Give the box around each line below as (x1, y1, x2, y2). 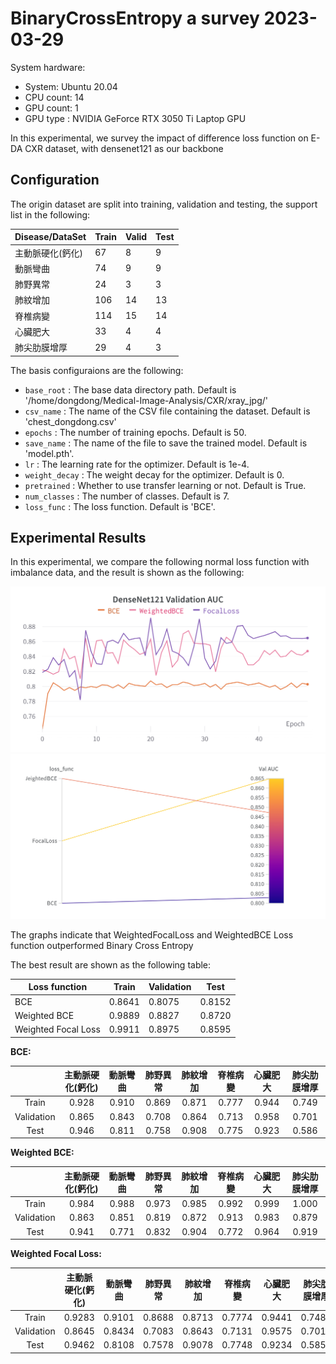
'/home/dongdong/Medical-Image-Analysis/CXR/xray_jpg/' (24, 394, 269, 406)
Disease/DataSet (14, 231, 87, 243)
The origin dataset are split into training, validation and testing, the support (10, 198, 318, 210)
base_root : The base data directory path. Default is (24, 383, 237, 396)
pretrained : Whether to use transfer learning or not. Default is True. (24, 479, 307, 491)
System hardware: (10, 61, 86, 73)
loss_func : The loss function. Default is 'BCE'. (24, 500, 216, 512)
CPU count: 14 (24, 91, 85, 103)
